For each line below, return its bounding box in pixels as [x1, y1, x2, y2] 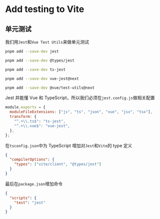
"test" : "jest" [14, 200, 46, 205]
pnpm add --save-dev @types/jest [5, 58, 75, 63]
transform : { [9, 114, 37, 119]
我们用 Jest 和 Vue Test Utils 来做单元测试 [5, 39, 89, 45]
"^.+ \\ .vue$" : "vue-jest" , [14, 123, 70, 128]
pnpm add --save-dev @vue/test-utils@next [5, 85, 95, 90]
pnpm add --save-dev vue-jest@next [5, 76, 79, 81]
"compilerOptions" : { [9, 157, 55, 162]
